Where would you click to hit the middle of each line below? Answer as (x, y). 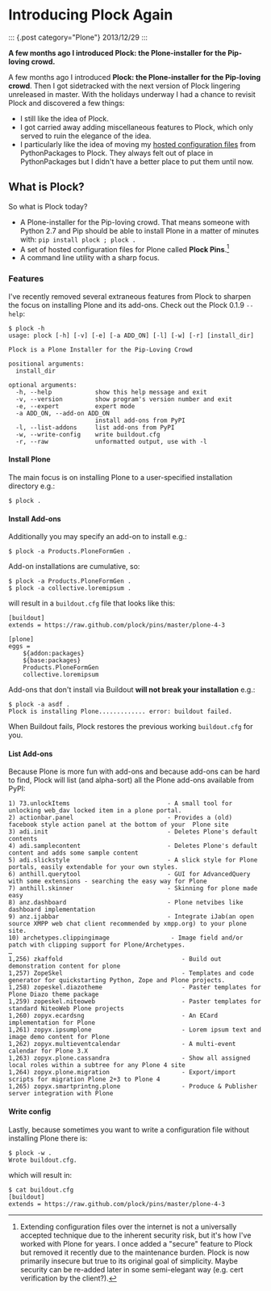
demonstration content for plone (65, 966)
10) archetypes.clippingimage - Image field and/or (126, 938)
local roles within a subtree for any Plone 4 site (97, 1065)
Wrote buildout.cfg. (43, 1160)
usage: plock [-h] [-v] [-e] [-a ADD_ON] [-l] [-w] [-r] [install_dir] (131, 335)
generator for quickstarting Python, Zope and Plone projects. (117, 981)
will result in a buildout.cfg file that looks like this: (92, 603)
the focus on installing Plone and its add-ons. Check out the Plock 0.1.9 (126, 305)
